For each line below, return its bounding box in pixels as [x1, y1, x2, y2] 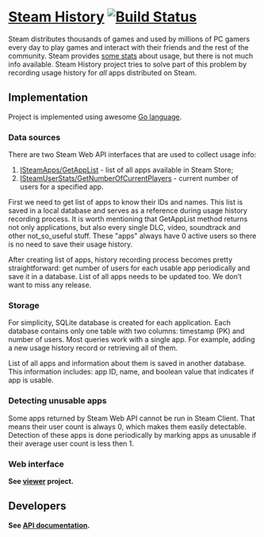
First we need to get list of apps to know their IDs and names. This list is [8, 198, 243, 207]
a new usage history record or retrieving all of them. [8, 343, 178, 353]
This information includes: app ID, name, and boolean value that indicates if [8, 367, 254, 377]
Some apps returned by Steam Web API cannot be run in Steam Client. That [8, 413, 255, 423]
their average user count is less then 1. [8, 439, 135, 448]
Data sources [8, 132, 61, 143]
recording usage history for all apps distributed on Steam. [8, 67, 197, 77]
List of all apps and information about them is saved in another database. [8, 359, 247, 368]
